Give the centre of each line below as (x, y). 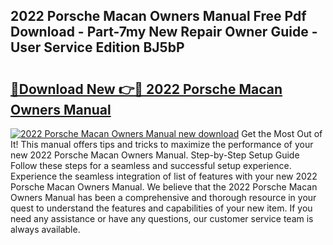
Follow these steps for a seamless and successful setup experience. (151, 165)
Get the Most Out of (282, 133)
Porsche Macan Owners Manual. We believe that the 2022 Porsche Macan (164, 187)
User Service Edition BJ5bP (97, 47)
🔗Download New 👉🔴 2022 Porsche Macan (146, 89)
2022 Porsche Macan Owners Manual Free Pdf (158, 16)
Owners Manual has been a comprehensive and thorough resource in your (163, 197)
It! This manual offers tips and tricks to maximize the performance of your (162, 144)
